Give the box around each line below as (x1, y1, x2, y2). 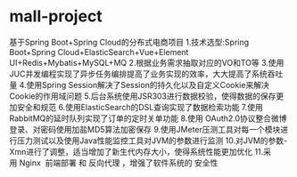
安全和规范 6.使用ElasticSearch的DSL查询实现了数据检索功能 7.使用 (16, 101, 263, 112)
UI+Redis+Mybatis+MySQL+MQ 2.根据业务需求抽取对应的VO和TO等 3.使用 (9, 57, 285, 68)
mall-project (9, 6, 103, 27)
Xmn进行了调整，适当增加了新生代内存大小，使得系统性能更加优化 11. (9, 146, 264, 157)
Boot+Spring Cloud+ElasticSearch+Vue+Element (9, 46, 189, 57)
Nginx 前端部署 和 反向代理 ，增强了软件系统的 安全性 (19, 157, 219, 168)
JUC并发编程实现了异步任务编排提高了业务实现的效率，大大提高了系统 (9, 68, 268, 79)
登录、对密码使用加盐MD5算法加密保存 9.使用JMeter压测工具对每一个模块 (9, 124, 281, 134)
